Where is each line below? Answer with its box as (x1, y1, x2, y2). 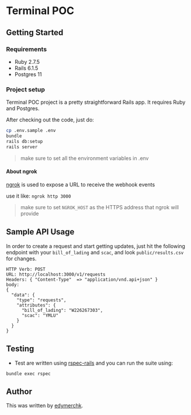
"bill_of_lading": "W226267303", (21, 307, 103, 313)
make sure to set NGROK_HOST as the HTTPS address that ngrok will (20, 203, 179, 210)
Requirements (6, 45, 47, 53)
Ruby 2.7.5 (14, 58, 40, 65)
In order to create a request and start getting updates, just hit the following (6, 242, 186, 250)
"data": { (11, 292, 35, 298)
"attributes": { (16, 302, 57, 308)
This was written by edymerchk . (6, 402, 84, 409)
